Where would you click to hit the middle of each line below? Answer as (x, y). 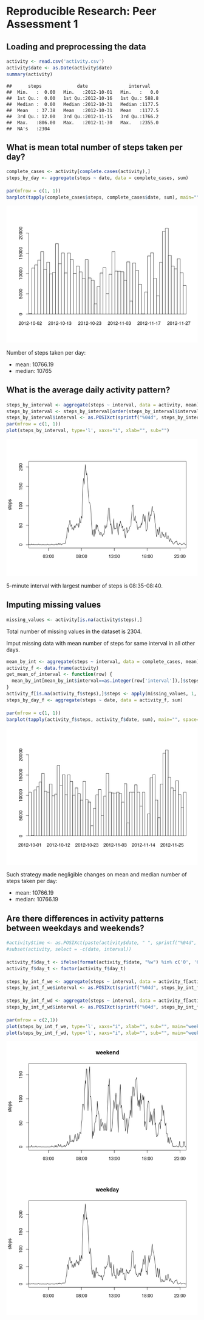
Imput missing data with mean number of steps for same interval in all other (101, 643)
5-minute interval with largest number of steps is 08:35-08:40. (84, 586)
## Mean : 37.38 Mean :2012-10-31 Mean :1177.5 (83, 110)
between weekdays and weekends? (75, 928)
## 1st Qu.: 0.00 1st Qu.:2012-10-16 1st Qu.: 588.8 (83, 98)
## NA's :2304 (28, 129)
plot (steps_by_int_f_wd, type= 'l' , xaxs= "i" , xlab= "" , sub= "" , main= (96, 1033)
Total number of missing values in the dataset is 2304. (74, 631)
